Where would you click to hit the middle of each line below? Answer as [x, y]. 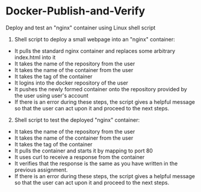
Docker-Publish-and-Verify [76, 11]
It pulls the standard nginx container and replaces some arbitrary [95, 51]
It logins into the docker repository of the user [71, 83]
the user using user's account [51, 95]
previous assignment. [41, 170]
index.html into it [35, 57]
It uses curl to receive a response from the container [79, 157]
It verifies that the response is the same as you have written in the [96, 163]
